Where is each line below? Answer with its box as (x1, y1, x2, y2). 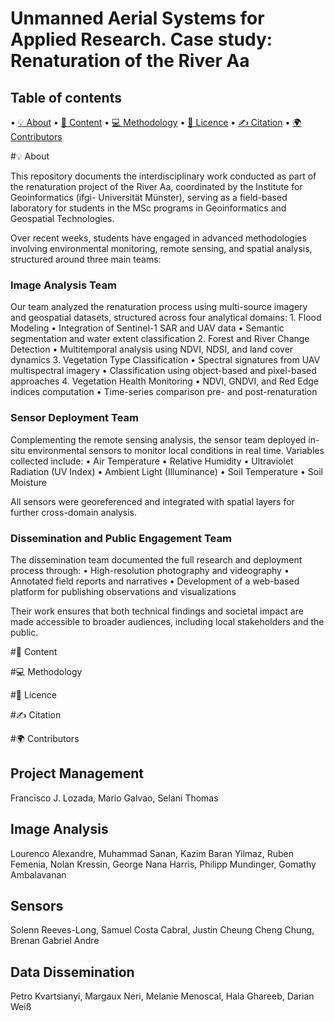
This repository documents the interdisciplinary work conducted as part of (10, 170, 317, 182)
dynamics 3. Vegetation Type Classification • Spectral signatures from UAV (10, 354, 321, 366)
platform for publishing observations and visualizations (10, 585, 237, 597)
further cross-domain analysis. (10, 506, 138, 518)
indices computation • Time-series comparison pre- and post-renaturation (10, 386, 318, 398)
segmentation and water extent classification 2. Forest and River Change (10, 333, 310, 345)
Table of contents (10, 89, 122, 106)
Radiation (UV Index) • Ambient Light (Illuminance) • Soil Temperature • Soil (10, 465, 323, 477)
